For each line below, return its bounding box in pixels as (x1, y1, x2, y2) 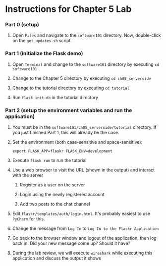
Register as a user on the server (19, 182, 85, 188)
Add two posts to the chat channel (19, 201, 90, 207)
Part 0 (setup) (5, 21, 40, 28)
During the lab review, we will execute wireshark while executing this (12, 250, 153, 256)
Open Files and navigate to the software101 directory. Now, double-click (12, 32, 161, 38)
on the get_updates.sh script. (12, 38, 72, 44)
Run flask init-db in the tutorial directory (12, 94, 98, 100)
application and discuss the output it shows (12, 255, 102, 261)
